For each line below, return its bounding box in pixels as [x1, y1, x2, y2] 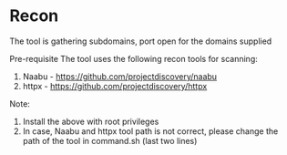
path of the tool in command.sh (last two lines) [22, 135, 198, 146]
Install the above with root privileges [22, 116, 159, 127]
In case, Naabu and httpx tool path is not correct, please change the [22, 125, 279, 137]
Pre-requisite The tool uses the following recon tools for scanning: [9, 53, 258, 64]
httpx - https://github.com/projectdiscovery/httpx [22, 80, 208, 91]
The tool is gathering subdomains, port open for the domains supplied [9, 36, 272, 46]
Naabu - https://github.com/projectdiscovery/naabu [22, 70, 217, 82]
